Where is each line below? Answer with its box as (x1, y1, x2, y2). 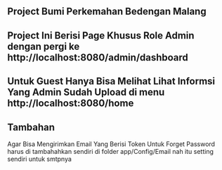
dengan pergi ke (7, 40, 80, 52)
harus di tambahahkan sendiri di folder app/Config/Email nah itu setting (7, 147, 214, 155)
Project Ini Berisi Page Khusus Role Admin (7, 30, 195, 41)
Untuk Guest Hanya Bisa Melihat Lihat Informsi (7, 75, 216, 87)
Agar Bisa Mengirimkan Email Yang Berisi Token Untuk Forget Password (7, 140, 216, 148)
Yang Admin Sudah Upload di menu (7, 86, 165, 98)
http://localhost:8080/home (7, 98, 134, 110)
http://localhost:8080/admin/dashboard (7, 51, 188, 63)
